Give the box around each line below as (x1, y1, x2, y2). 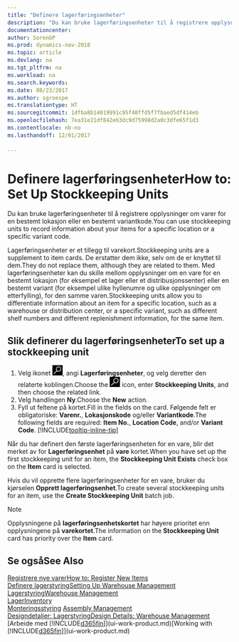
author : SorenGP (7, 34, 55, 41)
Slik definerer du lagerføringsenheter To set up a (7, 335, 225, 347)
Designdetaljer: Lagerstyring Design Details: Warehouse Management (7, 611, 210, 620)
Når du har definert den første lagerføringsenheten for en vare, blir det (7, 440, 214, 448)
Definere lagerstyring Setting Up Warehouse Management (7, 581, 176, 590)
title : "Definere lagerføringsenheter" (7, 11, 126, 19)
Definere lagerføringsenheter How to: (7, 171, 232, 187)
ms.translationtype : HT (7, 102, 78, 109)
